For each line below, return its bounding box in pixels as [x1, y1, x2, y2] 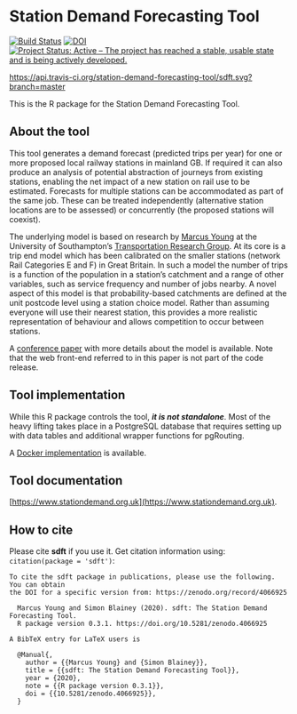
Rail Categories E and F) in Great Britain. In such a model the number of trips [9, 260, 288, 270]
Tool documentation [9, 473, 123, 488]
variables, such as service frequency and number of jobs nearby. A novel [9, 278, 277, 289]
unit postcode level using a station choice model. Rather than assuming [9, 297, 270, 308]
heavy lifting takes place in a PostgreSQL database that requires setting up [9, 421, 282, 431]
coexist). [9, 213, 42, 224]
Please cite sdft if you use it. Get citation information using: [9, 546, 226, 557]
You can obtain [9, 581, 66, 590]
